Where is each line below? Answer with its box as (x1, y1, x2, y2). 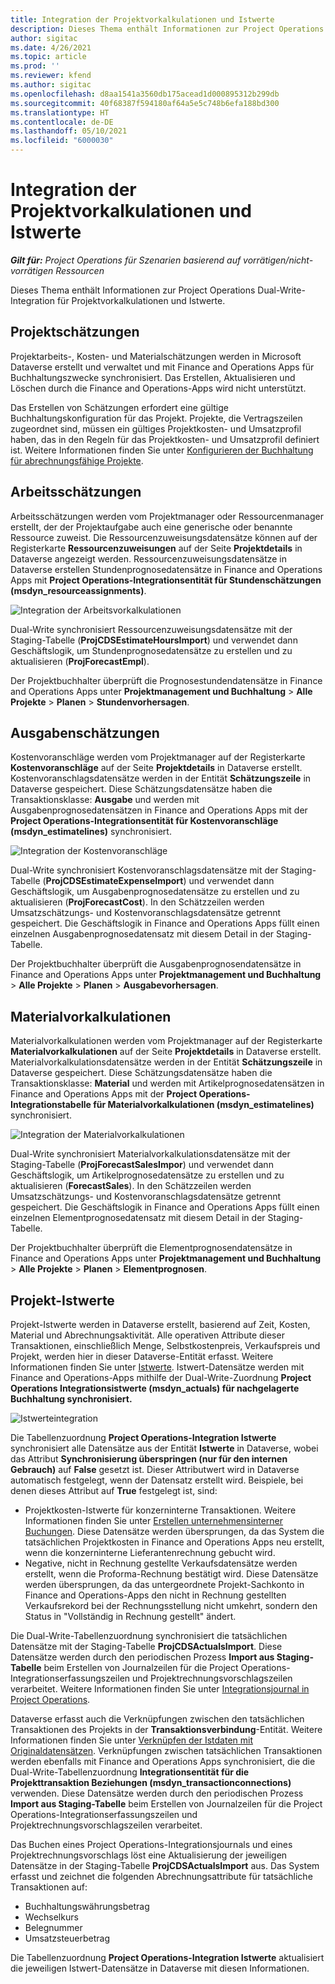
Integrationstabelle (10, 1099, 92, 1111)
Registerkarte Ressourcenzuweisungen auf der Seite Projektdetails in (10, 542, 303, 554)
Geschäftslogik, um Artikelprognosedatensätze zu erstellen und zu (10, 1169, 285, 1181)
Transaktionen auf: (10, 1881, 88, 1893)
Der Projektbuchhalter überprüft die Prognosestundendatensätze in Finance (10, 674, 323, 686)
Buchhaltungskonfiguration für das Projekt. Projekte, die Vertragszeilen (10, 412, 303, 424)
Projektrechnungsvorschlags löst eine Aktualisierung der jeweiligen (10, 1849, 288, 1861)
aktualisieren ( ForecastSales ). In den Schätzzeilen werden (10, 1180, 252, 1192)
